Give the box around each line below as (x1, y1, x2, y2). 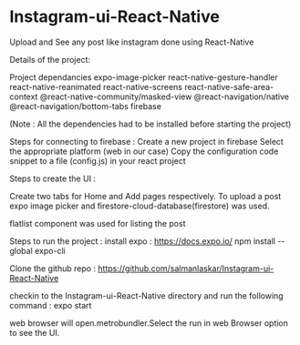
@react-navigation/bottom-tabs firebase (9, 100, 162, 111)
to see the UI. (9, 327, 60, 338)
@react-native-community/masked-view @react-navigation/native (39, 91, 290, 102)
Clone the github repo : (9, 262, 97, 274)
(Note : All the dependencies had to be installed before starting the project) (9, 118, 292, 129)
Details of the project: (9, 54, 91, 65)
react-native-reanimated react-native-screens (9, 81, 182, 92)
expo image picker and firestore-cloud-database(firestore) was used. (9, 200, 270, 211)
